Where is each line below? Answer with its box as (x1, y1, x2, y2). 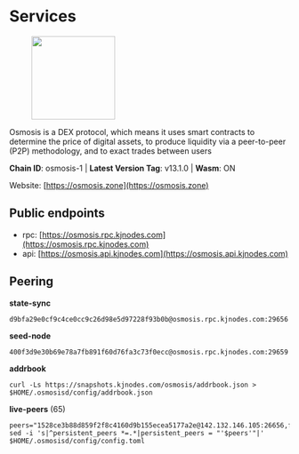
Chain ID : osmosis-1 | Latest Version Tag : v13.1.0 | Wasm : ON (9, 163, 236, 173)
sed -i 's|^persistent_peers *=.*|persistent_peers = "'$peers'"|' (9, 428, 265, 437)
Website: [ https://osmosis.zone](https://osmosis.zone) (9, 179, 209, 190)
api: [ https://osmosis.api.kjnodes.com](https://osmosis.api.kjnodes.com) (21, 248, 289, 259)
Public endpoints (9, 206, 105, 221)
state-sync (9, 298, 52, 308)
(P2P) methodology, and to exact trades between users (9, 145, 212, 156)
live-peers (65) (9, 403, 66, 414)
